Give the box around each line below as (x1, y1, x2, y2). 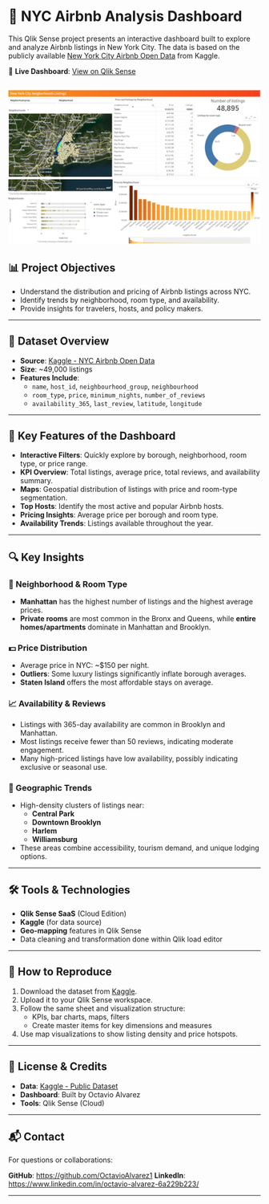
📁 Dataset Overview (8, 335, 110, 348)
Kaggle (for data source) (19, 917, 102, 926)
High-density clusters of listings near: (19, 800, 145, 810)
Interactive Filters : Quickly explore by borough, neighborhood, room (19, 450, 247, 460)
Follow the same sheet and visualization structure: (19, 1003, 186, 1013)
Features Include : (19, 372, 80, 382)
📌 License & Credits (8, 1060, 107, 1074)
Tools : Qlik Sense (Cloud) (19, 1098, 105, 1108)
